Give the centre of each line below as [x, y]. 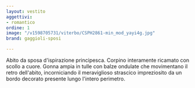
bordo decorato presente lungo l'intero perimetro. [66, 79]
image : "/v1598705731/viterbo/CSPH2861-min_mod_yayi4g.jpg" [81, 33]
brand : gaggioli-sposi [34, 38]
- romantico [20, 22]
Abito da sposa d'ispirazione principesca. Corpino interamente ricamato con [98, 60]
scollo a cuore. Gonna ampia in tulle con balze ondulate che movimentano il [97, 66]
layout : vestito [26, 11]
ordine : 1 [18, 28]
